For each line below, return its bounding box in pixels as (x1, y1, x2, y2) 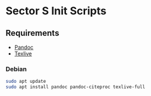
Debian (5, 64, 27, 73)
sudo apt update (5, 79, 46, 85)
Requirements (5, 28, 59, 38)
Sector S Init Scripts (5, 4, 107, 18)
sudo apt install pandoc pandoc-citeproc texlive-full (5, 84, 146, 90)
